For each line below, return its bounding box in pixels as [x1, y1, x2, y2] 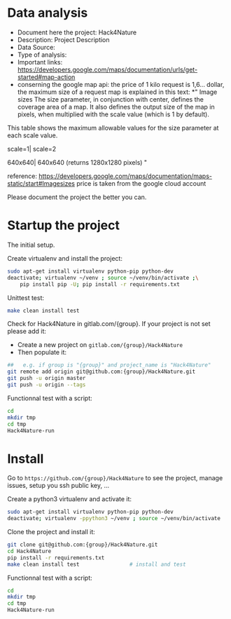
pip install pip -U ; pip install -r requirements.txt [20, 280, 180, 288]
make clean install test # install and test [7, 561, 187, 568]
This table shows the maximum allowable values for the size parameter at [7, 123, 219, 132]
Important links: [17, 57, 63, 66]
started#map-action [17, 72, 76, 81]
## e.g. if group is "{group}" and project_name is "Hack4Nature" [7, 362, 211, 369]
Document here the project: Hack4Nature [17, 28, 137, 36]
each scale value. [7, 131, 58, 140]
